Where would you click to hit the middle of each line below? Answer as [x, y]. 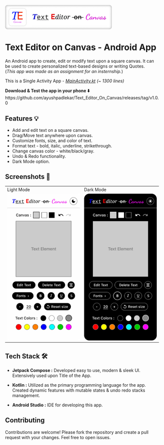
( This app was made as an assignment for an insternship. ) [64, 72]
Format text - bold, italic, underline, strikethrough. [62, 146]
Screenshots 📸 [28, 177]
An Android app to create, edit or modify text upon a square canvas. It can [80, 61]
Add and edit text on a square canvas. [50, 130]
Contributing [25, 420]
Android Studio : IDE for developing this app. [57, 405]
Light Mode [19, 189]
